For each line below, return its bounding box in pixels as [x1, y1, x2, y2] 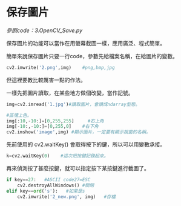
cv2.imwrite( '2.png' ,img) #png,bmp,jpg [6, 64, 115, 70]
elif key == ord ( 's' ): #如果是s [6, 188, 85, 194]
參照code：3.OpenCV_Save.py [6, 27, 83, 34]
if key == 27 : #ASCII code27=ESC [6, 177, 91, 183]
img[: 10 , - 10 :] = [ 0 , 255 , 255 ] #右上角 [6, 118, 104, 124]
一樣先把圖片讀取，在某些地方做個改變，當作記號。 [6, 89, 134, 96]
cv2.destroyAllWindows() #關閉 [17, 182, 94, 188]
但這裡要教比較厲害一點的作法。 [6, 76, 86, 84]
